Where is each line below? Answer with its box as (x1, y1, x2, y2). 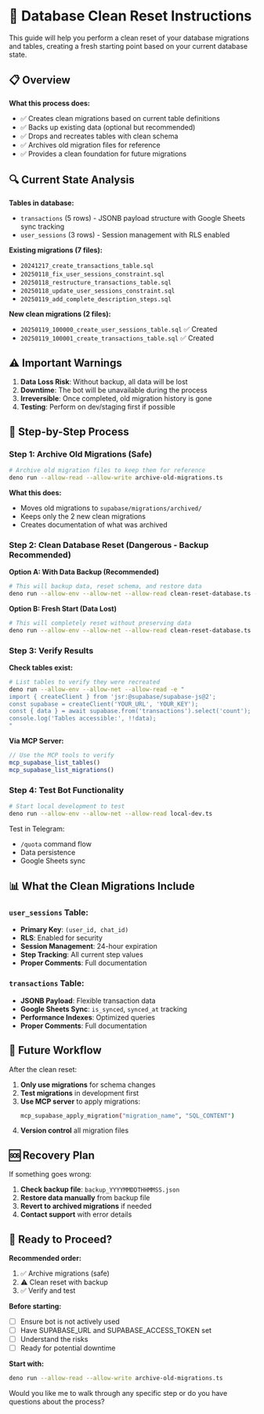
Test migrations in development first (20, 1088, 139, 1097)
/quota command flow (20, 839, 92, 848)
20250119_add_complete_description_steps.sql (20, 295, 172, 303)
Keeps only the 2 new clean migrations (20, 511, 146, 521)
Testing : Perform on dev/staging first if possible (20, 402, 175, 412)
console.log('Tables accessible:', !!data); (9, 714, 157, 722)
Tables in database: (9, 198, 74, 208)
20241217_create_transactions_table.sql (20, 262, 154, 270)
